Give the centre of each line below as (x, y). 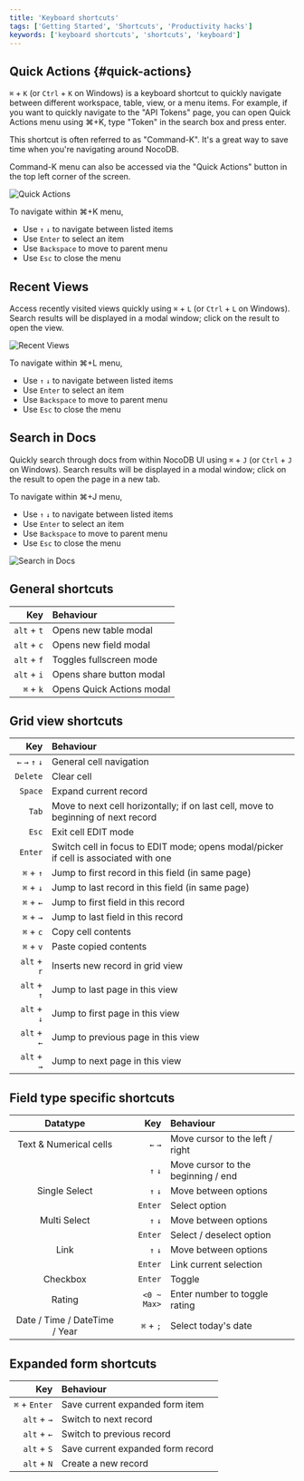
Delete (29, 777)
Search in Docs (53, 438)
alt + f (28, 659)
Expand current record (99, 792)
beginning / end (204, 1176)
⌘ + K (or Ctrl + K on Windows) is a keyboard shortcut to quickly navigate (146, 93)
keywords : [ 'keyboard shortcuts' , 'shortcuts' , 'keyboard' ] (125, 34)
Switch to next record (107, 1419)
